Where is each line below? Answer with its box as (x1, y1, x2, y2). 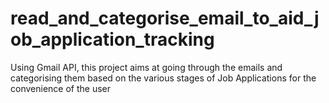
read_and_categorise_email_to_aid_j (10, 7, 320, 30)
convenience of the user (10, 82, 111, 94)
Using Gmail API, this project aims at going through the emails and (10, 61, 283, 73)
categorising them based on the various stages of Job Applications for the (10, 72, 317, 84)
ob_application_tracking (10, 28, 215, 51)
